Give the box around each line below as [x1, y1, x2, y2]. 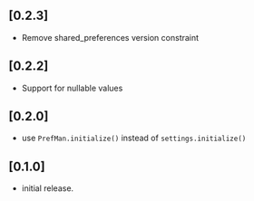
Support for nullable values [21, 82, 123, 93]
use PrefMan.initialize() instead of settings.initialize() [21, 132, 247, 144]
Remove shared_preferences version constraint [21, 32, 200, 43]
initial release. [21, 183, 74, 194]
